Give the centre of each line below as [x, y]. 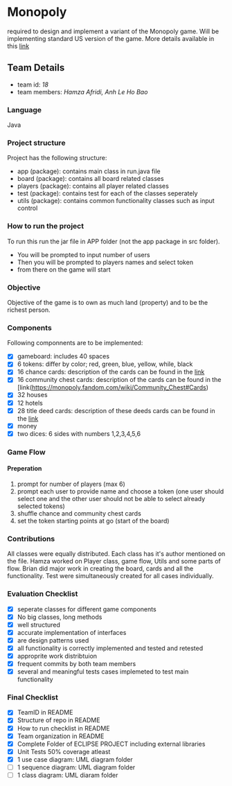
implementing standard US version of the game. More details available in [111, 38]
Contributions [31, 539]
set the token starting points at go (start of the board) [93, 521]
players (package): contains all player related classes [93, 186]
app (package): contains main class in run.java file [89, 171]
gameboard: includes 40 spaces [63, 356]
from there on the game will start [64, 269]
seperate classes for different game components [87, 609]
